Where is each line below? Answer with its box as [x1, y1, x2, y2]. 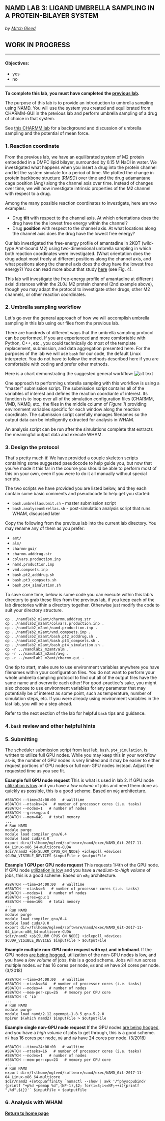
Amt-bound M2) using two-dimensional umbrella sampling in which [15, 245, 151, 251]
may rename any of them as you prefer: [5, 525, 85, 531]
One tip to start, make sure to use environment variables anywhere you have [5, 664, 160, 670]
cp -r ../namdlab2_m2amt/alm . [5, 647, 69, 652]
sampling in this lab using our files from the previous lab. [5, 320, 120, 326]
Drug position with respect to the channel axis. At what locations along [12, 225, 156, 231]
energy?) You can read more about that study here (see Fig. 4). [5, 266, 133, 272]
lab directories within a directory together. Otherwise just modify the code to [5, 602, 160, 608]
